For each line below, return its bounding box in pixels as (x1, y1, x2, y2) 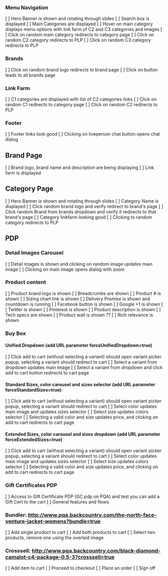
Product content (5, 279, 47, 286)
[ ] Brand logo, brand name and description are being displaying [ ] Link (5, 164, 154, 171)
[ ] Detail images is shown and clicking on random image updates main (5, 261, 153, 267)
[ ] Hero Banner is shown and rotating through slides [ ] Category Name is (5, 198, 159, 204)
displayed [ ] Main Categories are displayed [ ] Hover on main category (5, 21, 153, 27)
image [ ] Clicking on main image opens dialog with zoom (5, 266, 125, 272)
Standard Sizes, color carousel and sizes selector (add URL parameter (5, 381, 155, 387)
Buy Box (5, 330, 26, 337)
